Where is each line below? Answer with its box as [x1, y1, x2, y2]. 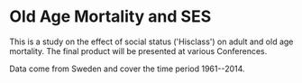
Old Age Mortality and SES [9, 6, 212, 27]
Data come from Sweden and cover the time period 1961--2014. [9, 63, 245, 74]
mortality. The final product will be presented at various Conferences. [9, 45, 268, 56]
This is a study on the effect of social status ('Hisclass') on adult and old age [9, 36, 294, 47]
